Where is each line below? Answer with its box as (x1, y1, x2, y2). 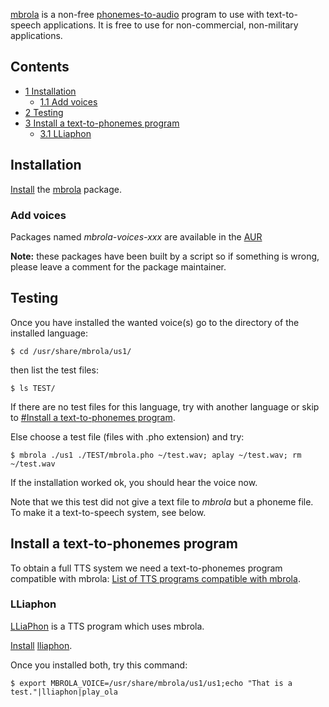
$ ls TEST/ (10, 383, 56, 393)
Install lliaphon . (10, 639, 73, 651)
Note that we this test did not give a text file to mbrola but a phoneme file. (10, 495, 314, 508)
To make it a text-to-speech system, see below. (10, 506, 207, 518)
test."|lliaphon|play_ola (10, 687, 118, 697)
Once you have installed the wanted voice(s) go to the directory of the (10, 316, 300, 328)
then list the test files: (10, 364, 99, 376)
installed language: (10, 327, 89, 339)
